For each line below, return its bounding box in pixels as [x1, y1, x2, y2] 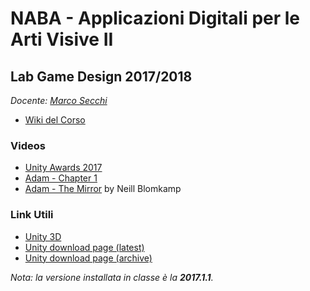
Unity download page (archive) [24, 252, 153, 264]
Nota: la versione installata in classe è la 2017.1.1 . [10, 271, 214, 283]
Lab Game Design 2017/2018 [10, 68, 193, 85]
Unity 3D [24, 230, 62, 242]
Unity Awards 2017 [24, 162, 103, 174]
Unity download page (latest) [24, 241, 145, 253]
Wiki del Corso [24, 114, 86, 126]
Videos [10, 138, 46, 152]
